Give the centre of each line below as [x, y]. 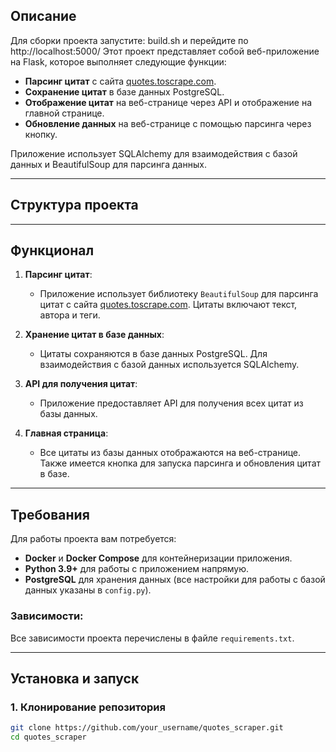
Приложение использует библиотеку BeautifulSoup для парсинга [179, 294]
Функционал [52, 250]
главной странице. [64, 113]
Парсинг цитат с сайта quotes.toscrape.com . [120, 81]
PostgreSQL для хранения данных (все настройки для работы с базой [175, 580]
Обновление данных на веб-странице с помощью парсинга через [168, 123]
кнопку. [41, 134]
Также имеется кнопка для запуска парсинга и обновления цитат [180, 463]
